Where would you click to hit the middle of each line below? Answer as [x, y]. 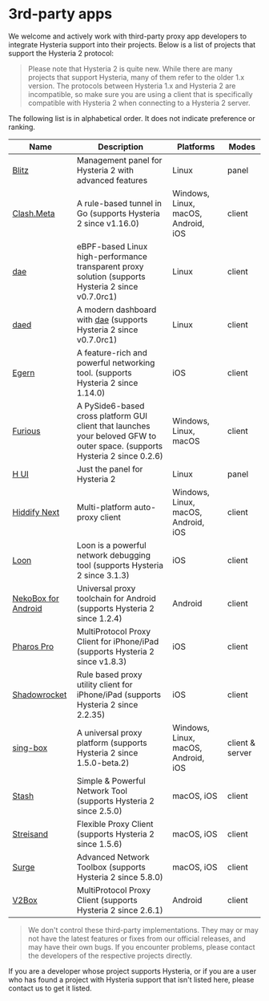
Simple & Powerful [111, 780]
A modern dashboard [116, 310]
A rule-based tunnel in [119, 203]
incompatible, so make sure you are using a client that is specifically [141, 94]
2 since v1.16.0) [108, 223]
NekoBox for [36, 598]
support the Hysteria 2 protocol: [61, 53]
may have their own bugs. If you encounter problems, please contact [141, 946]
